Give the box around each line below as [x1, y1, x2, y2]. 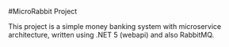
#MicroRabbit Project [8, 7, 78, 16]
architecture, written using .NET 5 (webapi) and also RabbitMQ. [8, 31, 215, 39]
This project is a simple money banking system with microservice [8, 22, 222, 31]
